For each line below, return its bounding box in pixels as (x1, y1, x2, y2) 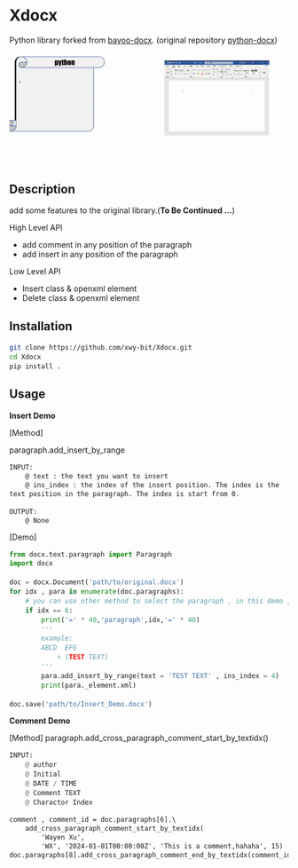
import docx (9, 559, 53, 568)
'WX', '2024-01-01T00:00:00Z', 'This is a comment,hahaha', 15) (41, 841, 284, 850)
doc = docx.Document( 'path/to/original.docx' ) (9, 578, 184, 587)
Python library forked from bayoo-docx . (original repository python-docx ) (9, 35, 278, 45)
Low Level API (9, 266, 61, 277)
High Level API (9, 223, 63, 233)
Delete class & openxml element (21, 293, 140, 304)
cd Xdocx (9, 352, 42, 362)
